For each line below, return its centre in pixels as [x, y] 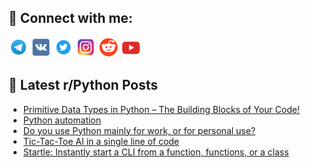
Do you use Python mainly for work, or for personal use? [139, 130]
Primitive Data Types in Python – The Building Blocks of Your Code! [161, 109]
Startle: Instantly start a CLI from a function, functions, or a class [156, 152]
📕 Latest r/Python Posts [83, 85]
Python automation [62, 120]
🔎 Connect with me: [70, 18]
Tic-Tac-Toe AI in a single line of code [101, 141]
